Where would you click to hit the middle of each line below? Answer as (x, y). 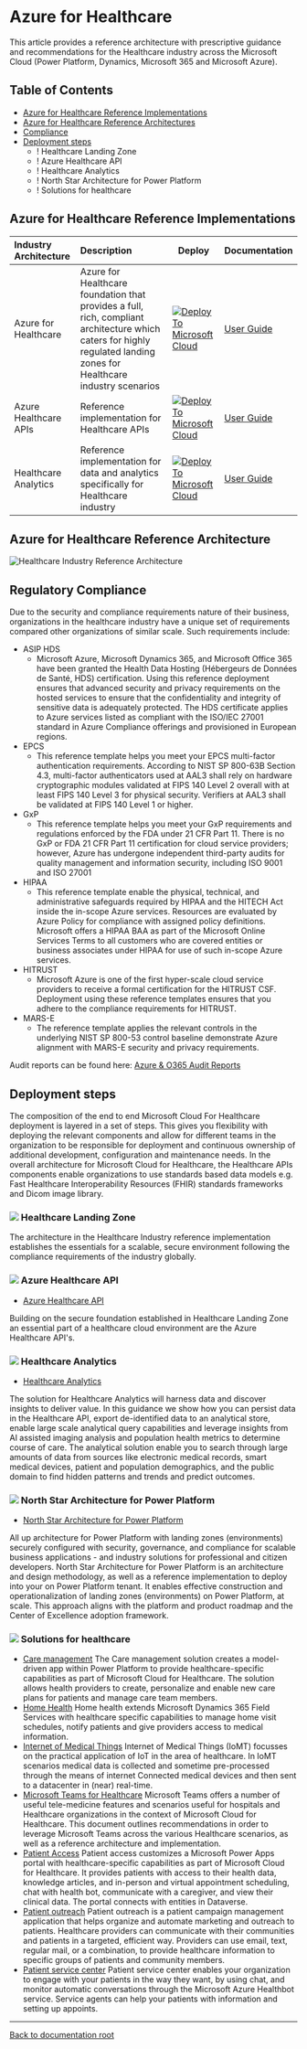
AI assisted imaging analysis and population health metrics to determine (145, 1437)
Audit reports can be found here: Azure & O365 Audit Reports (125, 1065)
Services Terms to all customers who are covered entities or (149, 941)
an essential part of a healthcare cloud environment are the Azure (133, 1328)
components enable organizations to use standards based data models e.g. (152, 1174)
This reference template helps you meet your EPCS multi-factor (156, 756)
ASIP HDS (42, 649)
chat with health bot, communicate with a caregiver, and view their (148, 1892)
